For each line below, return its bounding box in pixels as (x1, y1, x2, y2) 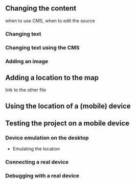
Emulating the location (12, 146, 60, 152)
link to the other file (5, 87, 47, 93)
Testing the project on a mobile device (5, 119, 129, 128)
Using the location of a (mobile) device (5, 101, 131, 110)
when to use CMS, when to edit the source (5, 17, 96, 23)
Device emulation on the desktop (5, 135, 89, 142)
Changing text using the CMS (5, 44, 80, 51)
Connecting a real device (5, 159, 69, 166)
